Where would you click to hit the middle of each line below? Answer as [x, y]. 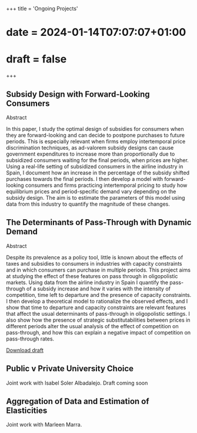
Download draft [25, 350]
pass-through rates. [30, 339]
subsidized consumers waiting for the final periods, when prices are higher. [98, 160]
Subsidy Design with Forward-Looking [78, 94]
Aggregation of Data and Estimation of [78, 401]
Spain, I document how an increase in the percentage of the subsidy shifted [98, 173]
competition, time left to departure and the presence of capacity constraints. [99, 295]
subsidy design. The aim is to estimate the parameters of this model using [96, 197]
